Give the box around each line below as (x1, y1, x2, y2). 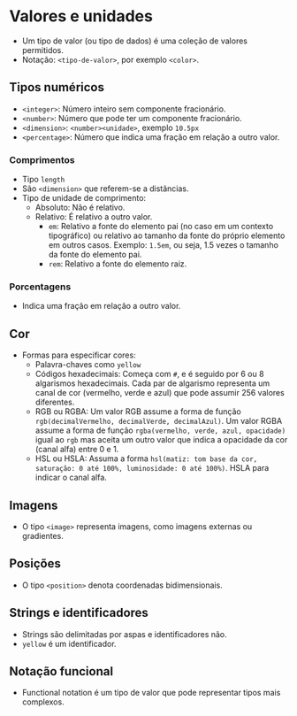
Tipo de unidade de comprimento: (21, 193, 147, 204)
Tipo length (21, 174, 65, 185)
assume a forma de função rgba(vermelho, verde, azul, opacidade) (34, 425, 286, 435)
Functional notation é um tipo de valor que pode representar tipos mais (21, 688, 281, 698)
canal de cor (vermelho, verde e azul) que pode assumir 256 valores (34, 388, 285, 398)
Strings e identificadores (9, 605, 148, 620)
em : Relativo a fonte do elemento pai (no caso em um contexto (48, 221, 274, 232)
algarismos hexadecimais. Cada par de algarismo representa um (34, 378, 270, 389)
